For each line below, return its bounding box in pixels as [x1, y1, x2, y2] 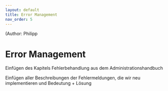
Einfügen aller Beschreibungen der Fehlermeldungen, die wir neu [5, 75, 141, 81]
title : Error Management [5, 12, 58, 17]
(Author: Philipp [5, 31, 38, 37]
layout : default [5, 7, 39, 13]
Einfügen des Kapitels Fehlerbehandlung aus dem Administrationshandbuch [5, 65, 163, 71]
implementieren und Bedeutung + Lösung [5, 80, 92, 86]
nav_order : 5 [5, 17, 33, 22]
